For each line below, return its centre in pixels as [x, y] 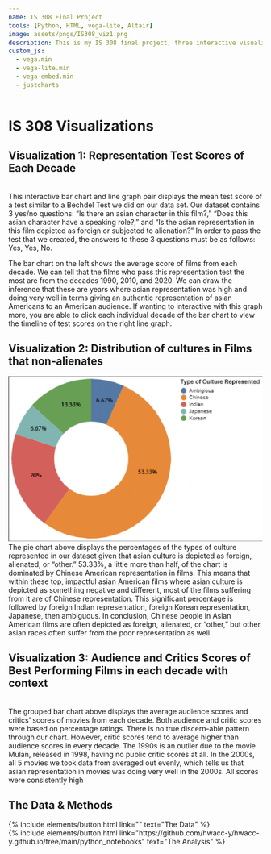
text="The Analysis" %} [186, 842]
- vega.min [34, 60]
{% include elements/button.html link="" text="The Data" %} [109, 825]
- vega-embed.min [45, 77]
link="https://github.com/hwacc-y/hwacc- [189, 833]
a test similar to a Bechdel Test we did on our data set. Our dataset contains [134, 205]
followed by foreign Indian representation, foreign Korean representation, [129, 607]
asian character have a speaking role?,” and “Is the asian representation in [131, 222]
